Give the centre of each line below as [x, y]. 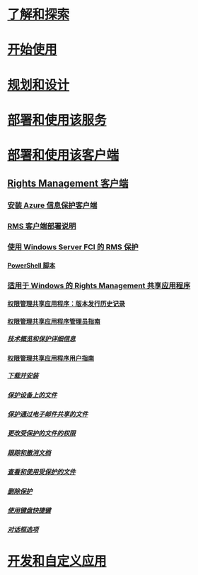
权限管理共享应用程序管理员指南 [54, 321]
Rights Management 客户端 [68, 184]
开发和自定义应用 [57, 561]
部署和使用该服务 [57, 120]
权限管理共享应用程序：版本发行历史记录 [66, 304]
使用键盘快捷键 [29, 510]
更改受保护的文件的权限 [41, 433]
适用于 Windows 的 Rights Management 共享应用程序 [99, 285]
